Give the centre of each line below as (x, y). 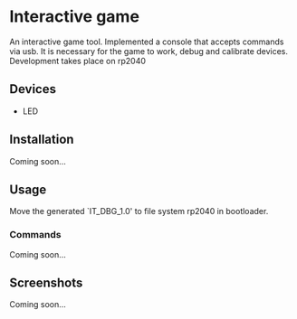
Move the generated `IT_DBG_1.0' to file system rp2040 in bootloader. (139, 211)
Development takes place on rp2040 (78, 61)
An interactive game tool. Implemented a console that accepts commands (147, 42)
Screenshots (46, 283)
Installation (42, 140)
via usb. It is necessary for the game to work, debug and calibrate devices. (148, 51)
